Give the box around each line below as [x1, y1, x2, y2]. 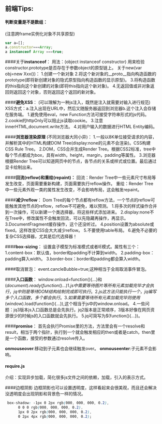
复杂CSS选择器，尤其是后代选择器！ [5, 233, 77, 239]
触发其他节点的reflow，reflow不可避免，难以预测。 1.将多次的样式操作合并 [9, 203, 157, 209]
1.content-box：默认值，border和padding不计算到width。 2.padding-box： [5, 250, 155, 256]
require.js [5, 363, 25, 369]
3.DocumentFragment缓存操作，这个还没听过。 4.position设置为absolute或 [5, 221, 154, 227]
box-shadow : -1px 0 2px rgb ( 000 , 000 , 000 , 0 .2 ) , [7, 401, 109, 406]
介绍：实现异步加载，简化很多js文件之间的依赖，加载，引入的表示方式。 [5, 375, 148, 380]
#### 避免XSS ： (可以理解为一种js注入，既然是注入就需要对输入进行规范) [5, 99, 151, 105]
